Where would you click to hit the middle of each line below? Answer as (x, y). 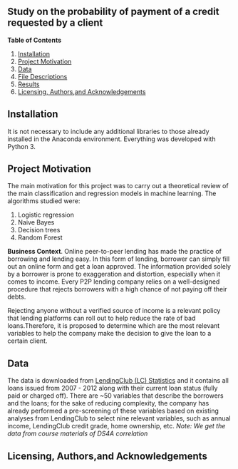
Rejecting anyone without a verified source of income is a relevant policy (114, 311)
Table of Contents (35, 40)
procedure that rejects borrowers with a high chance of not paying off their (117, 289)
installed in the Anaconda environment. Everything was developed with (112, 139)
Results (29, 84)
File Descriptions (42, 76)
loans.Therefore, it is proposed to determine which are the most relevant (114, 326)
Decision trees (39, 230)
